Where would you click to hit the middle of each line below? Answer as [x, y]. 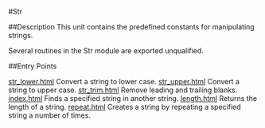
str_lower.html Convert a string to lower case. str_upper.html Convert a [124, 81]
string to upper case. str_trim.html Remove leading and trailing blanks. [123, 90]
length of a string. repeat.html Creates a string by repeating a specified [125, 107]
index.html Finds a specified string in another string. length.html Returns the [132, 98]
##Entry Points [33, 66]
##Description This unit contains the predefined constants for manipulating [131, 27]
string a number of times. [50, 115]
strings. [21, 35]
